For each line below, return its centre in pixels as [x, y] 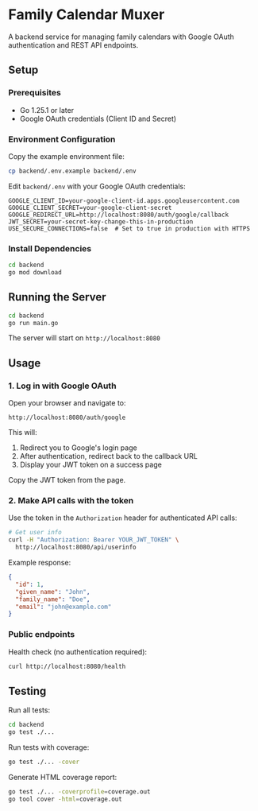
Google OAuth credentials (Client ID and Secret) [98, 118]
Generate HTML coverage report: [63, 777]
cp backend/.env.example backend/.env [72, 171]
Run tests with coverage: [49, 747]
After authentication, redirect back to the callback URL [109, 456]
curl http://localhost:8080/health [67, 666]
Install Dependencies [50, 248]
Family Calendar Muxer [87, 15]
